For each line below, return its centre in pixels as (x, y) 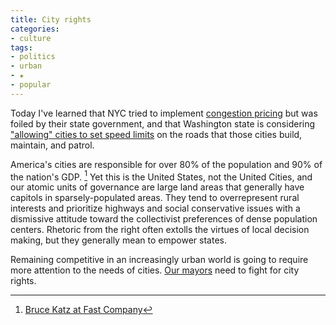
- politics (33, 57)
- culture (31, 38)
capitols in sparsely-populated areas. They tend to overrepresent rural (155, 198)
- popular (31, 85)
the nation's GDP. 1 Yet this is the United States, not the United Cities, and (161, 176)
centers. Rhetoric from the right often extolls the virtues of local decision (160, 230)
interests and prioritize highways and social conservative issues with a (155, 208)
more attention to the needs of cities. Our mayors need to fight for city (155, 270)
